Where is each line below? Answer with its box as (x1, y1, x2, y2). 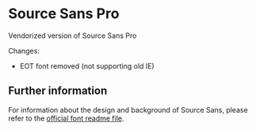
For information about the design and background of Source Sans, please (8, 105, 248, 114)
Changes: (8, 46, 40, 55)
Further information (8, 84, 108, 98)
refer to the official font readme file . (8, 113, 124, 123)
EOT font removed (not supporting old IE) (19, 61, 155, 71)
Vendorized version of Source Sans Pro (8, 31, 137, 40)
